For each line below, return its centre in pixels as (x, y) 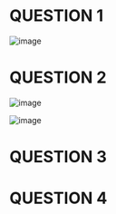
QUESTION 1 (57, 16)
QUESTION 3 (58, 157)
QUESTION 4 (58, 198)
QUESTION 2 (58, 78)
